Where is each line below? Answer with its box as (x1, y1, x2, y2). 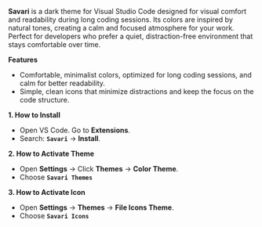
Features (8, 55, 38, 64)
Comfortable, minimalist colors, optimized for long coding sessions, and (19, 70, 253, 79)
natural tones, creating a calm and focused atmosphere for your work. (8, 23, 235, 32)
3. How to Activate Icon (8, 188, 86, 196)
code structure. (19, 95, 70, 104)
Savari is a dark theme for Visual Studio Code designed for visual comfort (8, 7, 247, 16)
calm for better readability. (19, 78, 106, 88)
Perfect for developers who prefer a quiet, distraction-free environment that (8, 31, 253, 41)
